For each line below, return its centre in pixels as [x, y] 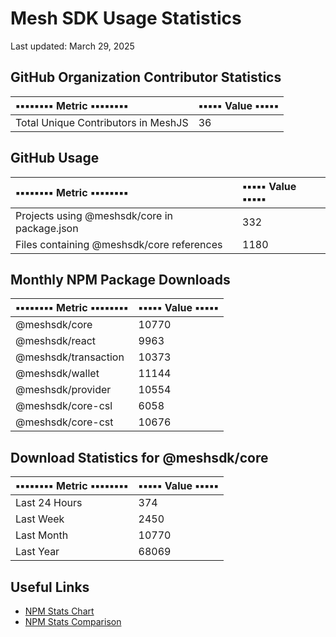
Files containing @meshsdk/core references [119, 244]
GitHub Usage [55, 158]
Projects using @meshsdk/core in [94, 215]
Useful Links [50, 587]
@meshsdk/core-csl [64, 406]
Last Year [37, 552]
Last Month [42, 535]
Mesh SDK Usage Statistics [126, 18]
